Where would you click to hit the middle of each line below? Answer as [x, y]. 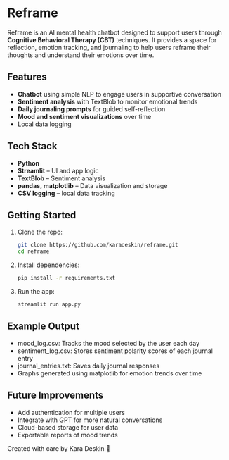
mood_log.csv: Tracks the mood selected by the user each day [109, 343]
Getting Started [42, 215]
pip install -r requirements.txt [66, 278]
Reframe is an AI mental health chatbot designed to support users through [115, 32]
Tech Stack [32, 146]
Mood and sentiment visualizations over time [84, 116]
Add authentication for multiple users [71, 412]
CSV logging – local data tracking [66, 193]
